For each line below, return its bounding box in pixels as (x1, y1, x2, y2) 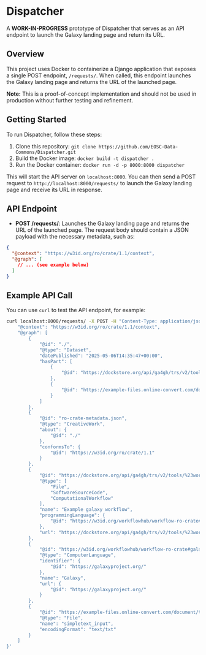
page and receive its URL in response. (6, 186, 102, 193)
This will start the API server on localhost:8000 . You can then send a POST (6, 173, 196, 180)
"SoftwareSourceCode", (50, 489, 109, 496)
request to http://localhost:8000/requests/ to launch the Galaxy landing (6, 179, 192, 186)
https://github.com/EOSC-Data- (98, 144, 179, 150)
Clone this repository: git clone (15, 142, 96, 150)
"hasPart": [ (39, 358, 72, 364)
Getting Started (6, 115, 67, 125)
